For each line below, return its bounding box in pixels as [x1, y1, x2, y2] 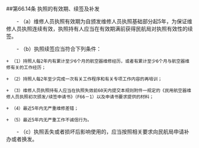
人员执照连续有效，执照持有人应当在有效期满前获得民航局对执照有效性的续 [11, 26, 193, 32]
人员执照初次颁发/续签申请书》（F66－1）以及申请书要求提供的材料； [10, 94, 154, 100]
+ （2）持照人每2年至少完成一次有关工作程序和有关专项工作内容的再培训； [6, 76, 163, 82]
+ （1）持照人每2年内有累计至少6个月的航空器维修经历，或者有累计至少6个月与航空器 [6, 58, 185, 64]
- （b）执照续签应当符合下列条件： [16, 45, 102, 52]
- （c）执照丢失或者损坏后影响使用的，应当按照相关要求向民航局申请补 [16, 128, 190, 135]
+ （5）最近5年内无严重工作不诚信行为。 [6, 117, 92, 123]
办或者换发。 [6, 136, 37, 143]
